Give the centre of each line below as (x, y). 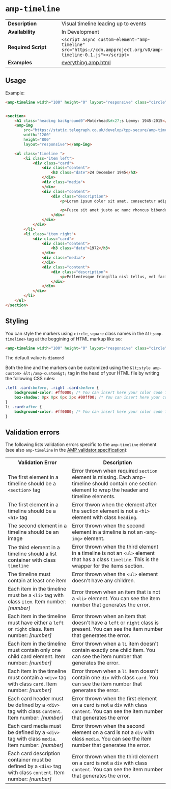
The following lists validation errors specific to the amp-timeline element (81, 445)
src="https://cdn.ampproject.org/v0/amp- (112, 50)
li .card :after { (24, 407)
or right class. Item (31, 629)
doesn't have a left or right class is (116, 623)
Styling (17, 321)
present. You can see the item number (117, 629)
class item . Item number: (37, 602)
